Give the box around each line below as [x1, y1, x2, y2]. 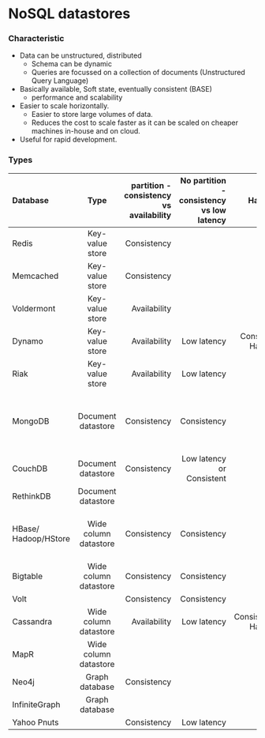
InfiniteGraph [12, 698, 61, 710]
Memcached [12, 270, 59, 281]
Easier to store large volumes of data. [31, 110, 154, 119]
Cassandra [12, 616, 53, 627]
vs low [200, 205, 226, 216]
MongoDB [12, 416, 50, 427]
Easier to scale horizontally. [19, 101, 110, 111]
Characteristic [8, 33, 65, 44]
